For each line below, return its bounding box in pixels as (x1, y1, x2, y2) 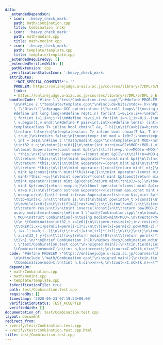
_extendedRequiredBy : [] (9, 57, 60, 62)
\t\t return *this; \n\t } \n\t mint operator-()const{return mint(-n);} (14, 165, 155, 170)
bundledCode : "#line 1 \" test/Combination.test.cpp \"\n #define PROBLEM (9, 98, 158, 103)
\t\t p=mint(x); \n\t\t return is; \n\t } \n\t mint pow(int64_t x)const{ (14, 197, 153, 202)
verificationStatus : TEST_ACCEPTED (9, 301, 81, 306)
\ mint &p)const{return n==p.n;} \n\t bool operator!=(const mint (14, 183, 147, 188)
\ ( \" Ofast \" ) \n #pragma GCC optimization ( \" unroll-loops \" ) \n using (14, 106, 155, 112)
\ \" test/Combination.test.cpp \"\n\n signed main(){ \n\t (14, 242, 130, 247)
